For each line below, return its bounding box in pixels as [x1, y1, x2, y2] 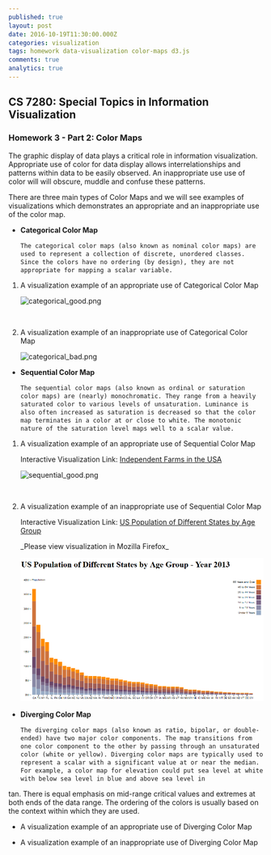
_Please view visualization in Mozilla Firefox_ [19, 541, 169, 551]
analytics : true [8, 65, 63, 73]
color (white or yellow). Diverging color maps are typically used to [19, 750, 264, 759]
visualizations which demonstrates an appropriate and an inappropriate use [8, 201, 260, 211]
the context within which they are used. [8, 806, 140, 815]
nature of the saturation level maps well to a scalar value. [19, 424, 235, 432]
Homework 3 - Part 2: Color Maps [8, 132, 143, 143]
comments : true [8, 56, 60, 64]
